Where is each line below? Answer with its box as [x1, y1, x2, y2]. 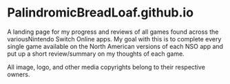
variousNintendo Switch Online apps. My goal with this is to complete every [7, 34, 222, 43]
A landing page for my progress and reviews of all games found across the [7, 28, 219, 36]
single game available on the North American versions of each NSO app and [7, 42, 224, 50]
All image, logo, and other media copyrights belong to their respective [7, 63, 205, 71]
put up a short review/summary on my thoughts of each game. [7, 50, 185, 58]
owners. [7, 70, 30, 78]
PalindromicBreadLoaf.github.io [7, 5, 194, 21]
